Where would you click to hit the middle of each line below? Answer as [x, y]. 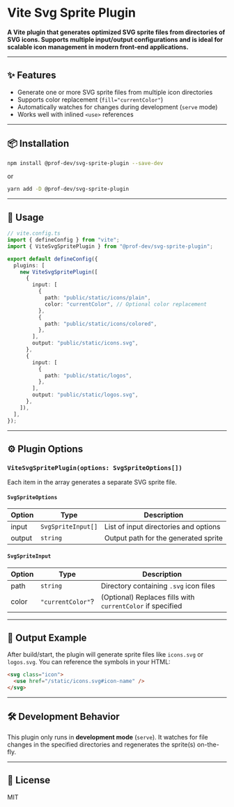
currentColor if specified [141, 606]
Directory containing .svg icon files [158, 586]
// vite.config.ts [34, 234]
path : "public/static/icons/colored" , [101, 324]
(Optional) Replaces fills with [148, 597]
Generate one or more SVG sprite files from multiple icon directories [115, 92]
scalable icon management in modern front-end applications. [98, 47]
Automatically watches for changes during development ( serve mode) [117, 107]
